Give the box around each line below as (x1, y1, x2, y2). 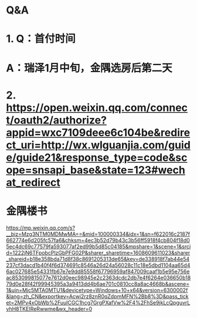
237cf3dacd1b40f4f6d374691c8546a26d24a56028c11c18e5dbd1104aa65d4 (6, 262, 191, 269)
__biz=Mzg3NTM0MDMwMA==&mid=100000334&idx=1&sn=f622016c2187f (6, 230, 191, 238)
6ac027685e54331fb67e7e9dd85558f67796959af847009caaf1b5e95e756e (6, 268, 190, 275)
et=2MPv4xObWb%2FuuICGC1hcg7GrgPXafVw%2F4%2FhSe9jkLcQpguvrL (6, 299, 191, 306)
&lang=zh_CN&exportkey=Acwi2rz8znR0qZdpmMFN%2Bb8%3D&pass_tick (6, 293, 189, 300)
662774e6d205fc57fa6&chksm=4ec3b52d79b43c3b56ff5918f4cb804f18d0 (6, 236, 191, 243)
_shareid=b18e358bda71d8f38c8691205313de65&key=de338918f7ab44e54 (6, 255, 190, 262)
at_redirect (6, 175, 60, 189)
